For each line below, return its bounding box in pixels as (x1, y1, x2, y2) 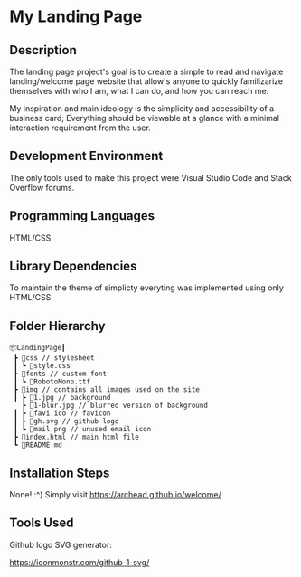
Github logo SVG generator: (9, 539, 113, 550)
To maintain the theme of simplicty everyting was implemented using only (9, 282, 285, 293)
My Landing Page (9, 6, 143, 27)
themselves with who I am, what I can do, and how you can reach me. (9, 86, 269, 96)
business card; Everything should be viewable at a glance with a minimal (9, 113, 280, 123)
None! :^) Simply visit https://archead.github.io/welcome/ (9, 489, 221, 500)
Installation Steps (9, 465, 110, 480)
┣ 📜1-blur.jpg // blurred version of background (21, 401, 208, 411)
